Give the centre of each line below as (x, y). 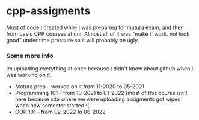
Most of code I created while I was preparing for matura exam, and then (95, 27)
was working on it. (29, 75)
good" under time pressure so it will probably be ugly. (73, 40)
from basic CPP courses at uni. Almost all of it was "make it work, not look (98, 33)
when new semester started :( (52, 106)
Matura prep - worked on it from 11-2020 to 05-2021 (79, 87)
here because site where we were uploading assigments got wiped (98, 99)
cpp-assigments (48, 11)
